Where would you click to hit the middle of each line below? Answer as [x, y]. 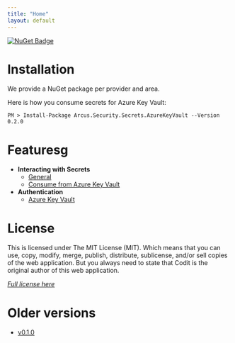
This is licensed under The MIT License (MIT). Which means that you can [114, 248]
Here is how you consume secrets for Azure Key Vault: [87, 103]
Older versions [52, 313]
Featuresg [38, 150]
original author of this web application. [63, 271]
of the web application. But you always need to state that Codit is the [108, 263]
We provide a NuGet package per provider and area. [84, 89]
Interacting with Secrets [54, 169]
